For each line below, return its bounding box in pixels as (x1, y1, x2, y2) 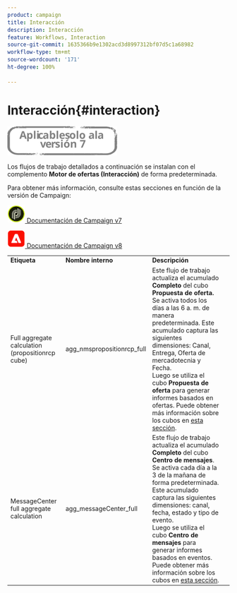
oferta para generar (152, 385, 210, 395)
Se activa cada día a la (152, 463, 217, 472)
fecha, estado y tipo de (152, 508, 219, 517)
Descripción (152, 256, 189, 265)
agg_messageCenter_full (65, 505, 138, 513)
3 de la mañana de (152, 470, 206, 479)
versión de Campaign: (7, 191, 72, 199)
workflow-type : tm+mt (7, 49, 71, 56)
